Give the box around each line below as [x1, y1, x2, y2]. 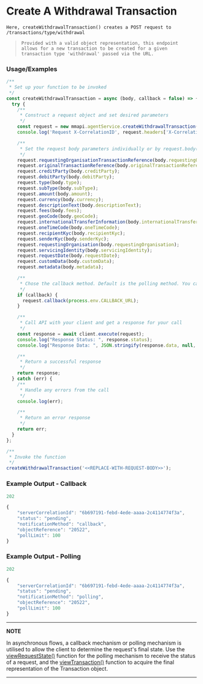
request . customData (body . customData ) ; [17, 259, 115, 265]
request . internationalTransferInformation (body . [17, 219, 142, 225]
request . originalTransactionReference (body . [17, 162, 131, 169]
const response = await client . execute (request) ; [17, 331, 145, 337]
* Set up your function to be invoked [8, 84, 107, 90]
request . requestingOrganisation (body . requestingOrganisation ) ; [17, 241, 180, 248]
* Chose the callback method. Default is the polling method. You [19, 281, 190, 287]
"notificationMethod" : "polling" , [17, 594, 104, 600]
